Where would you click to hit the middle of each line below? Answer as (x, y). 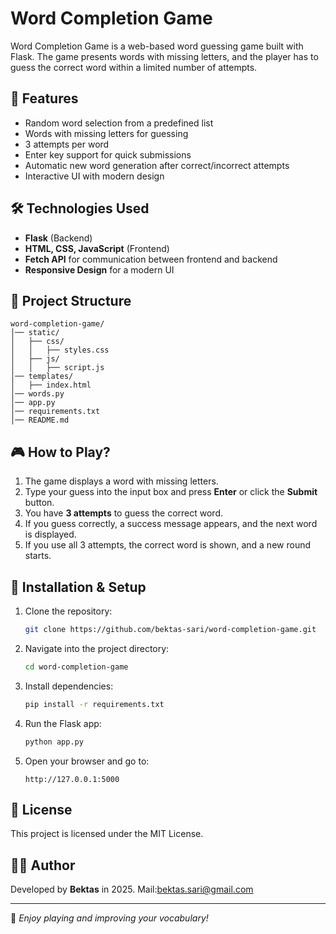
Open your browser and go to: (87, 761)
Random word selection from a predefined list (119, 123)
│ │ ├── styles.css (60, 350)
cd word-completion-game (76, 667)
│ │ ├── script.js (57, 368)
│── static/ (35, 333)
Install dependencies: (69, 686)
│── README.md (40, 420)
